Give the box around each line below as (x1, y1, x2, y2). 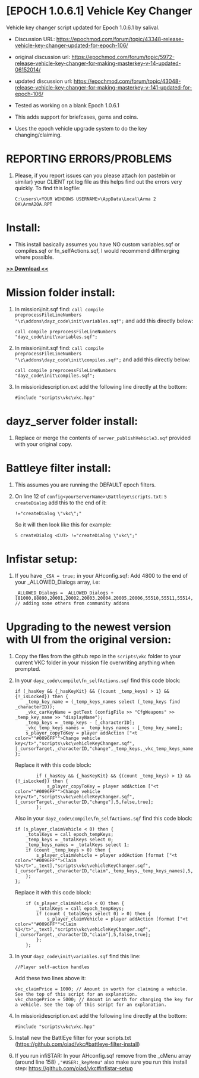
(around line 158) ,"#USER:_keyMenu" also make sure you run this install (14, 1058, 188, 1065)
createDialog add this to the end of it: (14, 499, 107, 506)
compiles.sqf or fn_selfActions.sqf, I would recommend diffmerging (14, 247, 180, 254)
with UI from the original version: (6, 633, 172, 646)
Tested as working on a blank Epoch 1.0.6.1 (14, 101, 120, 109)
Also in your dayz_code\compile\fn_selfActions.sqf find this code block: (14, 814, 193, 822)
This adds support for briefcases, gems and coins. (14, 113, 138, 120)
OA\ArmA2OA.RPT (14, 201, 53, 207)
